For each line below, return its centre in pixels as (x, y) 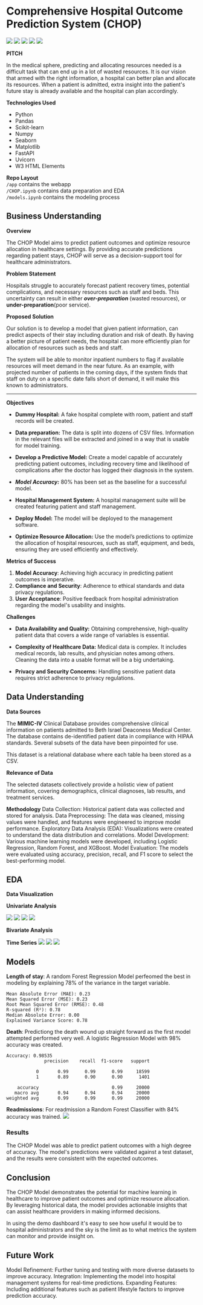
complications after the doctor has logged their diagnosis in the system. (105, 470)
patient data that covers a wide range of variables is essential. (92, 635)
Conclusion (28, 1177)
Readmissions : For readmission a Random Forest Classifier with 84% (93, 1110)
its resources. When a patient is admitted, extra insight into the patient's (96, 84)
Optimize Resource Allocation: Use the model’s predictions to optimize (104, 536)
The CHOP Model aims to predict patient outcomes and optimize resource (98, 242)
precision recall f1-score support (97, 1061)
